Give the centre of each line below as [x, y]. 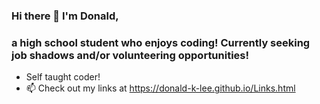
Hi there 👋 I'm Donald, [65, 16]
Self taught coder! [63, 77]
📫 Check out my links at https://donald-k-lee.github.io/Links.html [160, 88]
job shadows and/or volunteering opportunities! [130, 55]
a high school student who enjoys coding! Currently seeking [161, 42]
